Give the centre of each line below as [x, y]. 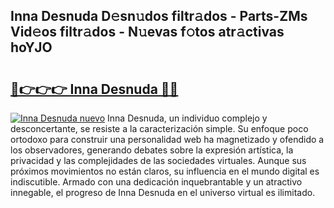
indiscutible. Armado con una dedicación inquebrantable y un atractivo [156, 182]
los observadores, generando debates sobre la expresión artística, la [152, 150]
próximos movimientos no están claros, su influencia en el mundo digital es [165, 171]
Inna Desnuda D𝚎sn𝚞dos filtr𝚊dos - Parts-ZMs [159, 16]
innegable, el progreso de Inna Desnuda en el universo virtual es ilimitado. [163, 192]
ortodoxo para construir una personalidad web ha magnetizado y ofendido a [167, 139]
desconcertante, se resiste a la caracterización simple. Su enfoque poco [159, 128]
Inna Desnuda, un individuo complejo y [187, 118]
